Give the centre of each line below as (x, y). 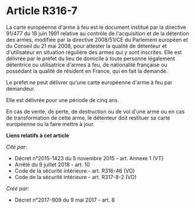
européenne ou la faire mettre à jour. (50, 124)
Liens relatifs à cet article (38, 135)
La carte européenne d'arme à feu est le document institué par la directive (96, 27)
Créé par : (18, 188)
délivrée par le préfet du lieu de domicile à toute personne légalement (91, 58)
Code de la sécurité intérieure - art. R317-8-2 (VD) (75, 177)
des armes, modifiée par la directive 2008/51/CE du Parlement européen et (97, 39)
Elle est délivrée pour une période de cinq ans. (63, 100)
